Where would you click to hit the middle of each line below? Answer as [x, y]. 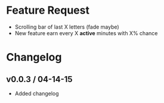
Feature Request [48, 10]
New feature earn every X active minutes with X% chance [86, 33]
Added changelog [37, 93]
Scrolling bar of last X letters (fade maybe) [67, 27]
